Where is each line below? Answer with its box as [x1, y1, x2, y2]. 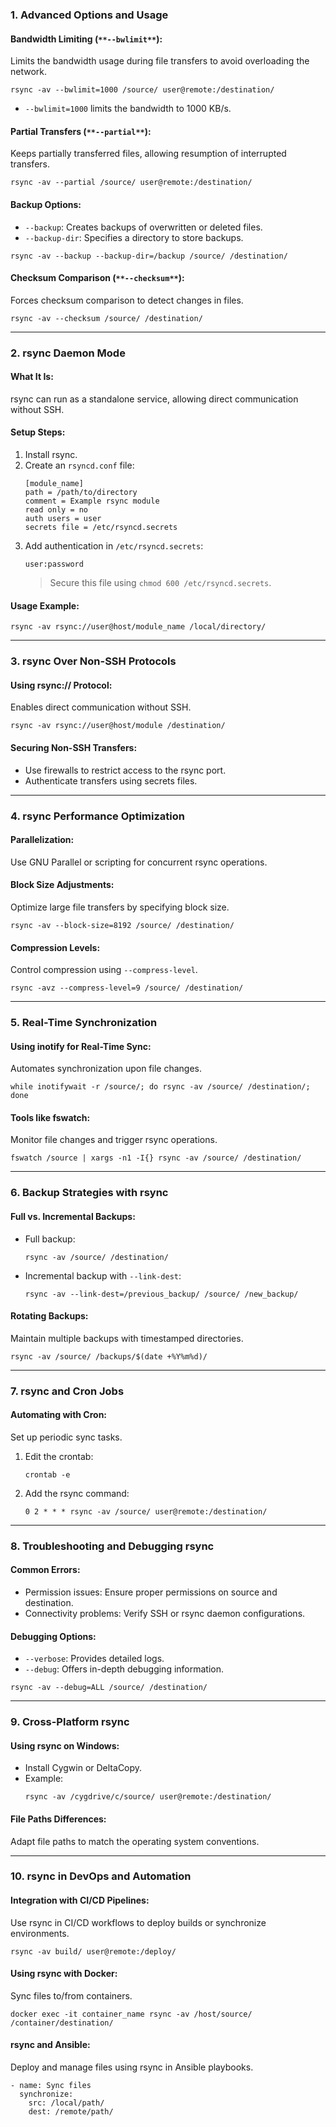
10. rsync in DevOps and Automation [10, 1869, 192, 1883]
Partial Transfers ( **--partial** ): [10, 125, 152, 137]
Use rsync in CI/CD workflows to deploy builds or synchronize [10, 1916, 267, 1928]
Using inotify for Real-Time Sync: [10, 1040, 152, 1052]
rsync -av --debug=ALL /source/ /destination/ [10, 1683, 208, 1693]
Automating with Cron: [10, 1409, 108, 1421]
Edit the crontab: [24, 1450, 94, 1462]
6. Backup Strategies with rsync [10, 1186, 169, 1200]
